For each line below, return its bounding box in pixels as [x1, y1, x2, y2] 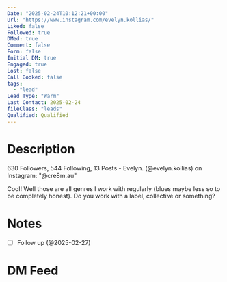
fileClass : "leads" [7, 105, 63, 112]
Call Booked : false [7, 73, 63, 81]
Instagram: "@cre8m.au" [7, 171, 77, 179]
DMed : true [7, 36, 38, 42]
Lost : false [7, 67, 41, 74]
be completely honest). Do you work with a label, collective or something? [7, 192, 215, 200]
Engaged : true [7, 61, 48, 68]
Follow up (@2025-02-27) [16, 238, 91, 246]
